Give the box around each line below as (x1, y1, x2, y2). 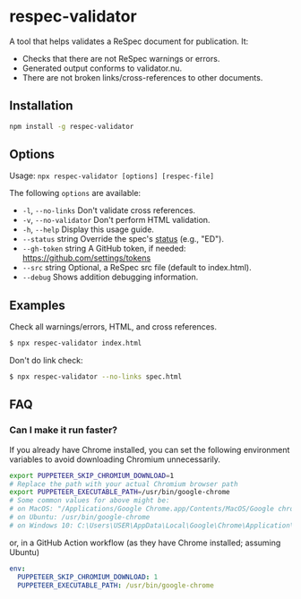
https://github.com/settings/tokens (21, 252, 151, 263)
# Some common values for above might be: (9, 496, 170, 505)
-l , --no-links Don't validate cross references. (21, 205, 195, 216)
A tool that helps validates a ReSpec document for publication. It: (9, 36, 249, 47)
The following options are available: (9, 188, 142, 199)
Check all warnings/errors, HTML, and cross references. (9, 321, 218, 332)
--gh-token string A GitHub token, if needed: (21, 244, 186, 254)
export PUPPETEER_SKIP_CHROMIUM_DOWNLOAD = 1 (9, 471, 175, 480)
